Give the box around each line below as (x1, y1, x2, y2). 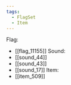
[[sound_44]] (14, 54, 47, 61)
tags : (6, 8, 20, 15)
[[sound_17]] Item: (14, 67, 59, 74)
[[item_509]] (14, 73, 46, 80)
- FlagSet (11, 14, 36, 20)
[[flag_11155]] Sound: (14, 48, 66, 55)
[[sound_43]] (14, 60, 47, 67)
